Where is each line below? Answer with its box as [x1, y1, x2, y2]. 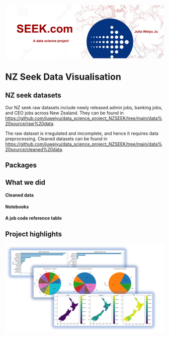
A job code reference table [5, 215, 62, 221]
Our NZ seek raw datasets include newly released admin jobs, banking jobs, [5, 104, 162, 110]
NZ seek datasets [5, 91, 61, 100]
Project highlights [5, 230, 62, 238]
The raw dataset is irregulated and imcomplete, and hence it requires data [5, 130, 158, 136]
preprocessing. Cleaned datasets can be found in [5, 136, 108, 142]
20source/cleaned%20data [5, 146, 62, 152]
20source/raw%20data [5, 120, 54, 126]
